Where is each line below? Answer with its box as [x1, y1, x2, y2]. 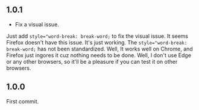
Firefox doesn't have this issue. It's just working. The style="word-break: [6, 38, 188, 46]
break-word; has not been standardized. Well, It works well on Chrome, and [6, 45, 193, 52]
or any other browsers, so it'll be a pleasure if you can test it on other [6, 58, 178, 65]
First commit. [6, 97, 39, 105]
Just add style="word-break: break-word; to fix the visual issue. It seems [6, 32, 189, 40]
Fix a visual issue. [14, 20, 59, 28]
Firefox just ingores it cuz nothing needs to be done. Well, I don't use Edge [6, 51, 192, 59]
